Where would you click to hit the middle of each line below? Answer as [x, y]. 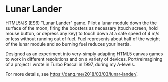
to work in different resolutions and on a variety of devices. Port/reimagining [84, 59]
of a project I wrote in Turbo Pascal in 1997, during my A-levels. [70, 64]
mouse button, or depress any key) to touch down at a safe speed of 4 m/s [82, 33]
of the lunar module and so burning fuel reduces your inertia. [68, 44]
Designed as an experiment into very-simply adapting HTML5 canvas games [84, 54]
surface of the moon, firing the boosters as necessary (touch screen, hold [81, 28]
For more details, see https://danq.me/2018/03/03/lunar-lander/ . [71, 74]
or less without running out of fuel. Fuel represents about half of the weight [83, 39]
